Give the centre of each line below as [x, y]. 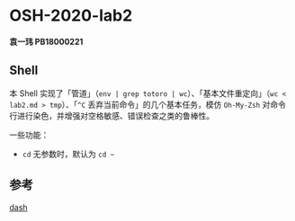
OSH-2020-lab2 [71, 16]
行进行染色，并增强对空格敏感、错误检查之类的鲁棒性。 [112, 115]
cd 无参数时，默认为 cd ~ [68, 154]
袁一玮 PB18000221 [46, 41]
